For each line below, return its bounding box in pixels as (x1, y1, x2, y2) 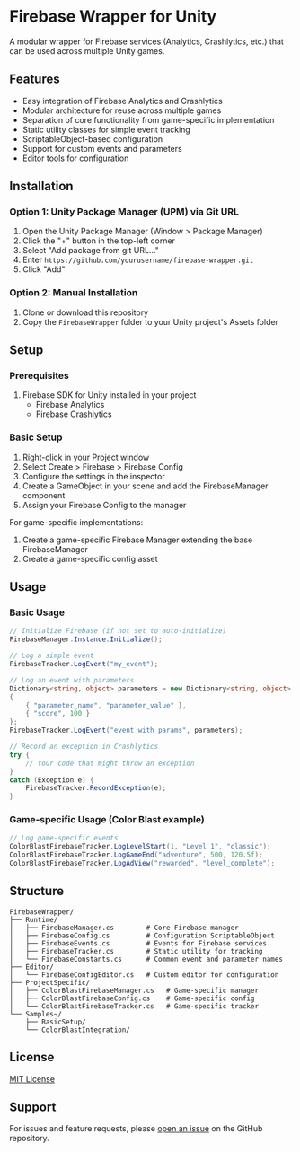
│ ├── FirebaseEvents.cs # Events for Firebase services (9, 938, 268, 948)
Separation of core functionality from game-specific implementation (22, 114, 275, 125)
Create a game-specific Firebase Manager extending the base (22, 534, 253, 545)
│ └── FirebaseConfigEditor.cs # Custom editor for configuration (9, 970, 279, 980)
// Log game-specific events (9, 833, 119, 843)
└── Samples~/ (9, 1009, 63, 1018)
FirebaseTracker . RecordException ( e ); (25, 784, 167, 793)
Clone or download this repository (22, 307, 149, 318)
